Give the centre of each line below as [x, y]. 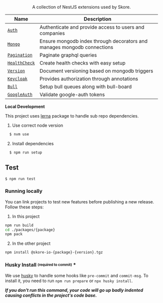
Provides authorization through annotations [89, 79]
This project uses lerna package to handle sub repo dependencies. [72, 116]
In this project [26, 216]
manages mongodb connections [76, 47]
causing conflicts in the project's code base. [51, 295]
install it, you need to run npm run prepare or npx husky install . [69, 281]
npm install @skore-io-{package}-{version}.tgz [54, 252]
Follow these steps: [24, 207]
